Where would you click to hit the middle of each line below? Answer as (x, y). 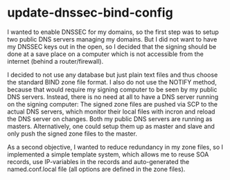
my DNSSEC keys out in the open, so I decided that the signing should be (112, 46)
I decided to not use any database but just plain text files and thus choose (113, 75)
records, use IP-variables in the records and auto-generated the (98, 161)
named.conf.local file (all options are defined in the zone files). (96, 169)
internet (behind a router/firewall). (55, 61)
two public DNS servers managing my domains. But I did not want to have (112, 39)
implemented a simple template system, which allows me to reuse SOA (108, 154)
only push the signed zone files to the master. (72, 134)
